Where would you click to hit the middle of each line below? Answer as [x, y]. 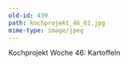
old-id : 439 [28, 15]
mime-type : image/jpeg [46, 30]
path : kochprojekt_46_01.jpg [57, 23]
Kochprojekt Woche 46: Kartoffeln [64, 53]
